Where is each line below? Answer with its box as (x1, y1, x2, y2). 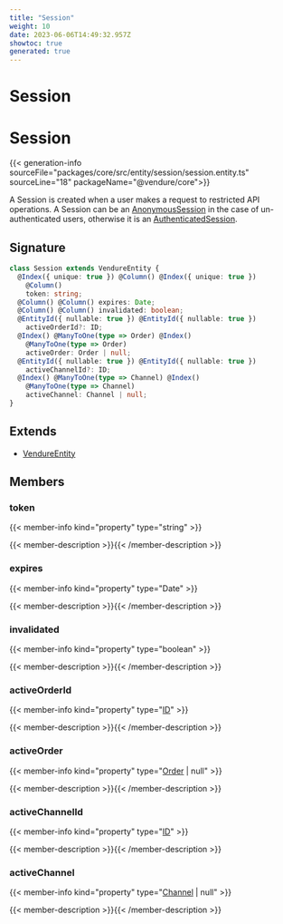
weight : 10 (9, 22, 51, 31)
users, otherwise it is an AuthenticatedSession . (62, 214, 238, 225)
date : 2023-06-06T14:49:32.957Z (9, 30, 131, 39)
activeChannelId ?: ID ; (25, 365, 111, 374)
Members (9, 474, 65, 490)
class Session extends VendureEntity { (9, 264, 160, 273)
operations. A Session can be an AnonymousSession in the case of (9, 204, 259, 215)
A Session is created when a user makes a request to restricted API (9, 194, 260, 205)
